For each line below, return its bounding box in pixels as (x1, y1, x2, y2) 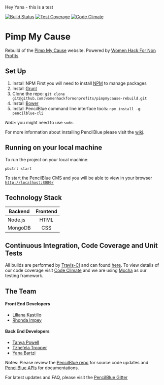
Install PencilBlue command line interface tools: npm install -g (12, 105, 141, 111)
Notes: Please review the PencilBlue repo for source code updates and (5, 359, 149, 365)
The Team (5, 287, 37, 295)
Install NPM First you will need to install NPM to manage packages (12, 80, 147, 86)
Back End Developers (5, 329, 50, 335)
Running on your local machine (5, 144, 102, 152)
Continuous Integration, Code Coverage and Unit (5, 241, 158, 249)
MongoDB (7, 225, 31, 232)
